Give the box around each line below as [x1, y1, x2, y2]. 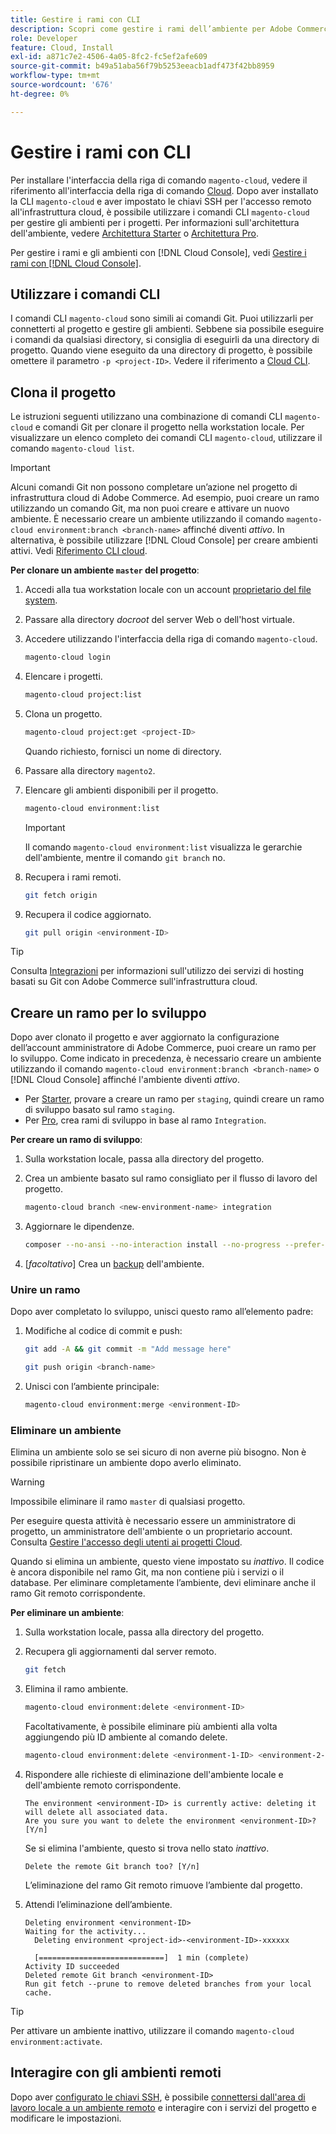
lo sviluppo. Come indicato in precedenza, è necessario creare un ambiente [10, 1052, 322, 1065]
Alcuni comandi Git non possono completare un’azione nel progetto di [10, 481, 298, 493]
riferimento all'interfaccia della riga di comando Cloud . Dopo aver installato [10, 184, 319, 196]
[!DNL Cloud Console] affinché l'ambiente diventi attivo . [10, 1074, 241, 1086]
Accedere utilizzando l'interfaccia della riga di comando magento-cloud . [24, 633, 318, 645]
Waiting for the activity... [24, 1926, 147, 1936]
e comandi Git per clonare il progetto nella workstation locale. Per [34, 421, 305, 433]
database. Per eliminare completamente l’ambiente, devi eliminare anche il [10, 1577, 316, 1589]
